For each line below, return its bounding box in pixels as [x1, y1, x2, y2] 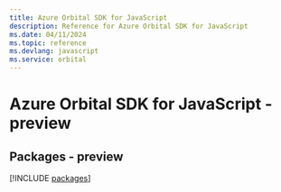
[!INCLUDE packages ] [9, 173, 91, 183]
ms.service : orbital [9, 55, 88, 64]
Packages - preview [9, 149, 124, 164]
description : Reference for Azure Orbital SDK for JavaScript [9, 22, 248, 31]
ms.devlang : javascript [9, 47, 99, 56]
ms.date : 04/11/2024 [9, 30, 88, 39]
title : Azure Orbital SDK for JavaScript [9, 13, 168, 23]
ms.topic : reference [9, 38, 88, 48]
